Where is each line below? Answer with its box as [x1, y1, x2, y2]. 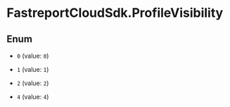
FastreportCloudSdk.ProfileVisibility [6, 5, 224, 21]
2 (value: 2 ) [16, 79, 49, 87]
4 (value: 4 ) [16, 93, 49, 101]
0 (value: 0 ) [16, 51, 49, 60]
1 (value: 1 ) [16, 65, 49, 73]
